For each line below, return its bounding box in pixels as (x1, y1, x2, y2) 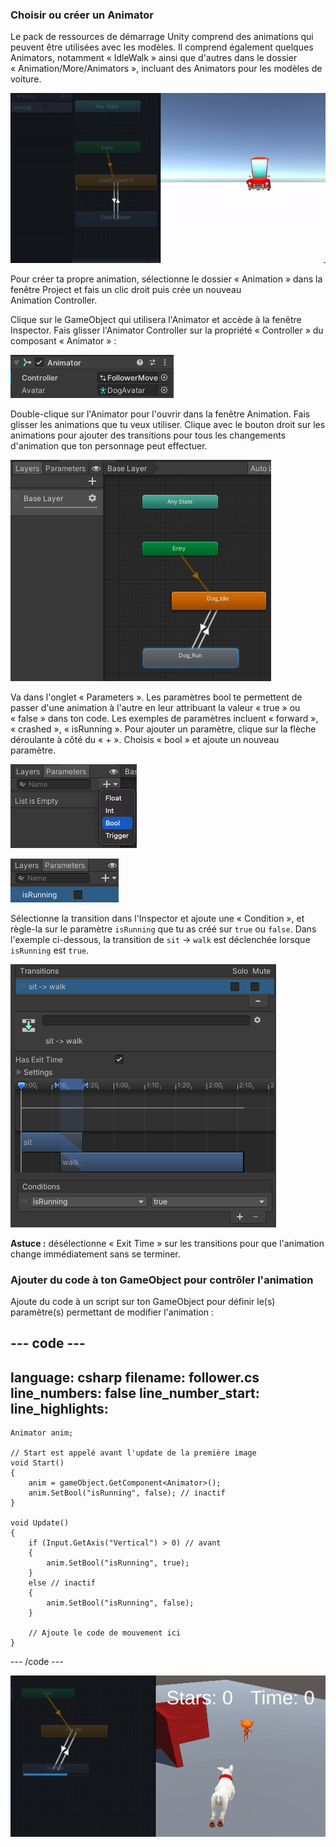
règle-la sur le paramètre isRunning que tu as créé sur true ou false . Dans (10, 923, 317, 935)
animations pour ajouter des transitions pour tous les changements (10, 429, 287, 441)
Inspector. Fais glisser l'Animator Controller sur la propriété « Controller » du (10, 324, 324, 336)
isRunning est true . (10, 944, 90, 956)
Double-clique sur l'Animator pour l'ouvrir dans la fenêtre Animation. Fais (10, 408, 311, 420)
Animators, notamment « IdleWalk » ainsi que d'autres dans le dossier (10, 52, 298, 64)
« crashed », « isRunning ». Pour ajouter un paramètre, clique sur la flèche (10, 723, 317, 735)
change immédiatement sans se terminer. (10, 1248, 181, 1260)
